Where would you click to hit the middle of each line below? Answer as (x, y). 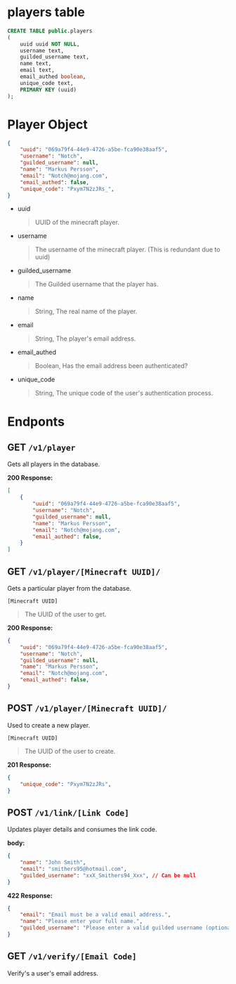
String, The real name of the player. (86, 311)
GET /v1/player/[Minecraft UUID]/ (84, 571)
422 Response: (30, 896)
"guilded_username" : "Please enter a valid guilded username (111, 928)
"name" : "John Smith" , (53, 862)
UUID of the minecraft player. (77, 223)
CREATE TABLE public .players (50, 31)
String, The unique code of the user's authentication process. (124, 393)
